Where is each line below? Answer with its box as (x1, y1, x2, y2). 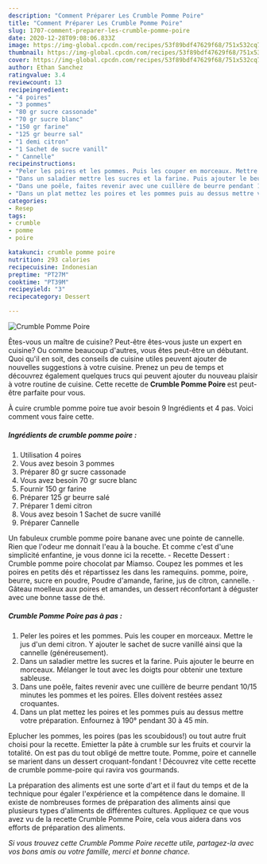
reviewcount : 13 (8, 78, 62, 86)
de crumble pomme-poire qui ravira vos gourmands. (8, 764, 180, 774)
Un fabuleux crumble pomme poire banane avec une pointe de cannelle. (8, 533, 245, 543)
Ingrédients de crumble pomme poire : (8, 430, 137, 439)
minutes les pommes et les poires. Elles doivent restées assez (19, 690, 222, 700)
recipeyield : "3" (8, 285, 66, 293)
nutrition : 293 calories (8, 256, 91, 264)
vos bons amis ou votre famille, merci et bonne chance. (8, 846, 191, 856)
